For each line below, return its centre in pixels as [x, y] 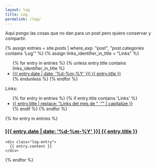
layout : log [17, 10]
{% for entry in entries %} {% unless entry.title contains [69, 63]
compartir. [16, 38]
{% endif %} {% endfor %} [40, 109]
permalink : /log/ [23, 19]
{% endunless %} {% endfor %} [45, 79]
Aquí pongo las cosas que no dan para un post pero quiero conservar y [78, 33]
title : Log [16, 14]
